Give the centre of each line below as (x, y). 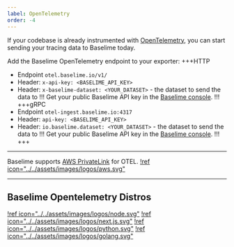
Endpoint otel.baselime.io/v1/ (62, 75)
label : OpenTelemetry (39, 14)
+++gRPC (32, 104)
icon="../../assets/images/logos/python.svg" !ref (76, 229)
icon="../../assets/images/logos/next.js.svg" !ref (76, 221)
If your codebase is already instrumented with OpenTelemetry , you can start (116, 40)
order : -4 (22, 20)
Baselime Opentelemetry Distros (79, 197)
